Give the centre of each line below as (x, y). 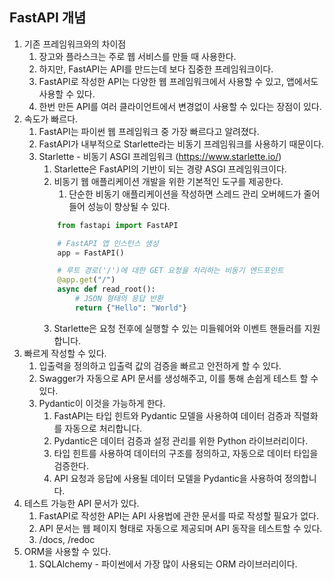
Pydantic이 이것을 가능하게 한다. (102, 403)
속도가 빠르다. (51, 119)
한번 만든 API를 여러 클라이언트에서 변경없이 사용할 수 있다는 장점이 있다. (180, 106)
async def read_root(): (106, 289)
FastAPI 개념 (48, 18)
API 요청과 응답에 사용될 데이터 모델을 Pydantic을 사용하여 (168, 478)
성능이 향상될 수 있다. (129, 206)
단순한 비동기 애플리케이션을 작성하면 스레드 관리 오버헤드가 (185, 194)
